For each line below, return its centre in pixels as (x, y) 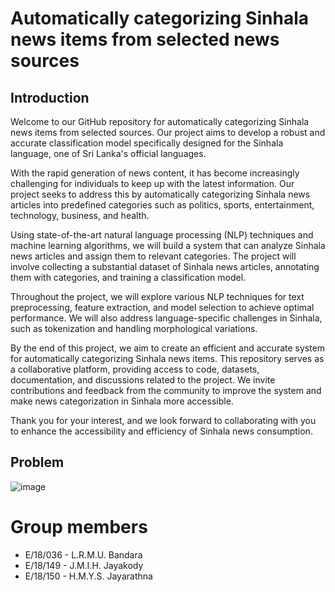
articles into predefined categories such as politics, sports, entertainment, (162, 205)
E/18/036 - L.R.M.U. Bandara (83, 554)
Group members (79, 527)
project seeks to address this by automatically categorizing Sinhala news (160, 194)
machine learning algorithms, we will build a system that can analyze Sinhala (168, 245)
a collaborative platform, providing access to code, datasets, (135, 369)
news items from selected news (145, 39)
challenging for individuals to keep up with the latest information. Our (152, 183)
